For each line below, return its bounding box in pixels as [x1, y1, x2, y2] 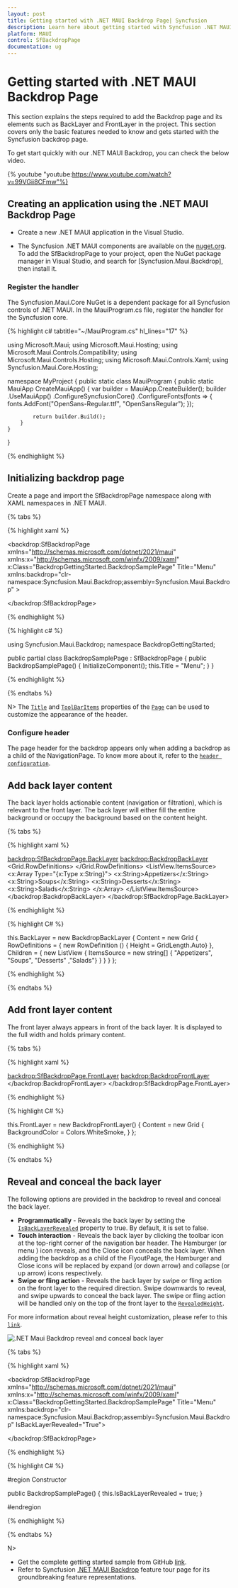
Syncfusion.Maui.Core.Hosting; [7, 363, 98, 372]
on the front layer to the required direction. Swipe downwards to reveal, [17, 1284, 227, 1292]
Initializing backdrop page [7, 472, 125, 484]
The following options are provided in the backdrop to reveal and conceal [7, 1195, 221, 1203]
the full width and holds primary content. [7, 1030, 126, 1039]
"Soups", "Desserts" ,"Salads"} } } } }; [7, 956, 117, 964]
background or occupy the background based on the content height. [7, 813, 208, 822]
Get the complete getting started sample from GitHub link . [17, 1558, 187, 1566]
